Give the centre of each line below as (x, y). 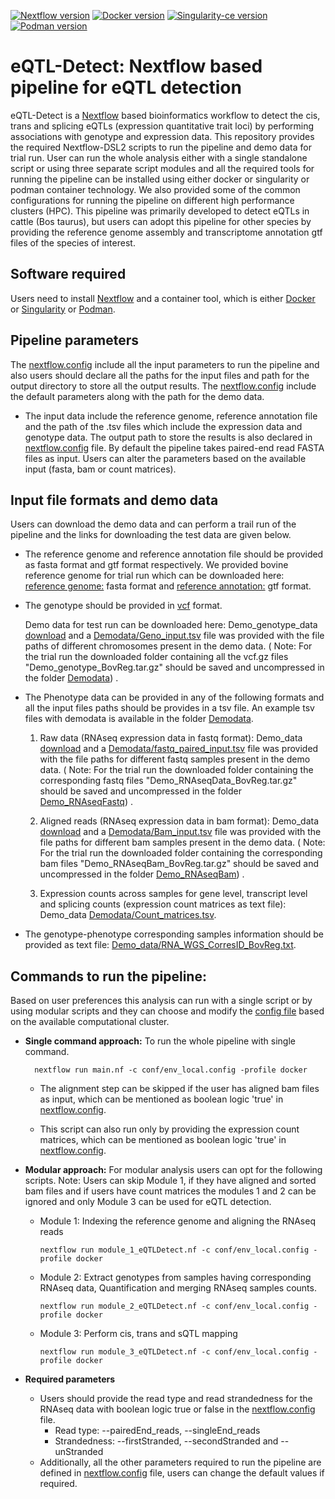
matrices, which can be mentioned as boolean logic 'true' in (163, 1140)
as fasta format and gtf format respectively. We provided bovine (156, 565)
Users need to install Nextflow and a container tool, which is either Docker (163, 298)
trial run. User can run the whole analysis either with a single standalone (159, 157)
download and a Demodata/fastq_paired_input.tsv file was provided (179, 749)
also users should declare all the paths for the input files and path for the (160, 375)
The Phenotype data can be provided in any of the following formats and (174, 697)
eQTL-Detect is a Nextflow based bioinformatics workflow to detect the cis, (165, 115)
